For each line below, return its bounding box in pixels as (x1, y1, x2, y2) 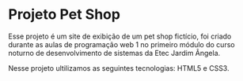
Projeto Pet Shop (8, 6, 121, 24)
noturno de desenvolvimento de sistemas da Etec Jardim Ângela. (8, 48, 221, 57)
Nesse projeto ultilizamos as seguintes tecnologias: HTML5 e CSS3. (8, 63, 230, 72)
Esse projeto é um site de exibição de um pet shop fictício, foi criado (8, 31, 232, 41)
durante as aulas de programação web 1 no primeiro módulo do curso (8, 39, 235, 49)
